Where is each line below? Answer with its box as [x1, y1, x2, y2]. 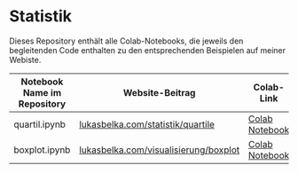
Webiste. [9, 54, 42, 65]
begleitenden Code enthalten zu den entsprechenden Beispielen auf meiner [9, 44, 286, 55]
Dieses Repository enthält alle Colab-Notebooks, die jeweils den [9, 35, 244, 46]
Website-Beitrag [122, 86, 196, 98]
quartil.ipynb [13, 118, 67, 130]
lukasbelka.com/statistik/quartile [79, 118, 216, 130]
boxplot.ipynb [13, 144, 71, 156]
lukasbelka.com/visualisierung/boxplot [79, 144, 240, 156]
